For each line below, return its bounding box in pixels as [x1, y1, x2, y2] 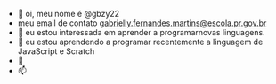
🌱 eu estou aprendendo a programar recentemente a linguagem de [17, 36, 264, 47]
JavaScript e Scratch [17, 46, 95, 57]
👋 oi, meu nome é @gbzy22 [17, 9, 120, 19]
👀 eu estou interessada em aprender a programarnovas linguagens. [17, 27, 265, 37]
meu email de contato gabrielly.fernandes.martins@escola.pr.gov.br [17, 18, 267, 28]
